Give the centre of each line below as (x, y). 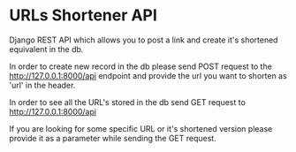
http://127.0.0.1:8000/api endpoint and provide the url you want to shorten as (148, 75)
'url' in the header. (42, 85)
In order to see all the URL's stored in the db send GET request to (127, 102)
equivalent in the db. (46, 49)
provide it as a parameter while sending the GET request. (113, 138)
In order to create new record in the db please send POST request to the (140, 66)
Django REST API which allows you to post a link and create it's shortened (144, 40)
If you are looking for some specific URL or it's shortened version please (141, 128)
